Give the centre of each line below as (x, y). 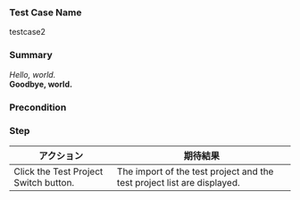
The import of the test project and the (195, 171)
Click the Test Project (58, 171)
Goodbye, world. (41, 84)
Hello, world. (33, 74)
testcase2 (28, 32)
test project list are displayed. (178, 182)
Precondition (38, 107)
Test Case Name (46, 12)
